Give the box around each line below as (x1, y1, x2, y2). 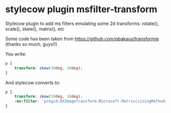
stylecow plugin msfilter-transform (5, 4, 158, 15)
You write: (5, 51, 26, 57)
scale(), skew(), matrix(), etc (5, 25, 65, 32)
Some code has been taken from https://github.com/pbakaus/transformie (5, 36, 159, 42)
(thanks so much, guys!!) (5, 41, 58, 47)
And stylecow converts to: (5, 79, 61, 86)
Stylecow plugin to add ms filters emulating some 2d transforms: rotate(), (5, 20, 159, 26)
